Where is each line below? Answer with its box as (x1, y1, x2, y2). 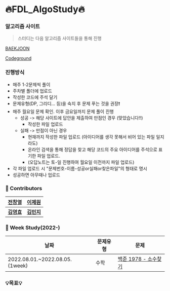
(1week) (8, 262, 28, 269)
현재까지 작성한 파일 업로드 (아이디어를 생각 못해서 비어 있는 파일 (27, 133, 155, 140)
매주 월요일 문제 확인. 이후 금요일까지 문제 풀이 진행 (12, 108, 114, 115)
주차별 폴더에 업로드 (12, 88, 52, 94)
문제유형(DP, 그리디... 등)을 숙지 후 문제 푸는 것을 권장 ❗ (12, 100, 120, 106)
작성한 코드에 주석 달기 (12, 94, 58, 100)
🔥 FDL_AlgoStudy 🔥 (5, 4, 85, 15)
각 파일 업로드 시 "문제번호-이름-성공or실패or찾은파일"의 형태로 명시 (12, 165, 148, 171)
